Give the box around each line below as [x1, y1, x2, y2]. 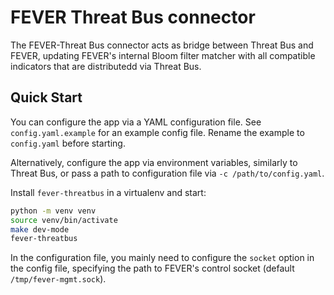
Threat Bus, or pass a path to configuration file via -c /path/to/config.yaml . [10, 167, 325, 179]
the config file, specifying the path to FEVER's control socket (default [10, 262, 295, 275]
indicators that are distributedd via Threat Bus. [10, 60, 202, 72]
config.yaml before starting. [10, 137, 126, 149]
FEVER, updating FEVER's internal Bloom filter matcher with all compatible [10, 49, 316, 61]
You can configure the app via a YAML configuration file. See [10, 116, 262, 128]
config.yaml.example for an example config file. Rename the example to [10, 126, 305, 138]
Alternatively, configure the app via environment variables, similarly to [10, 156, 298, 168]
